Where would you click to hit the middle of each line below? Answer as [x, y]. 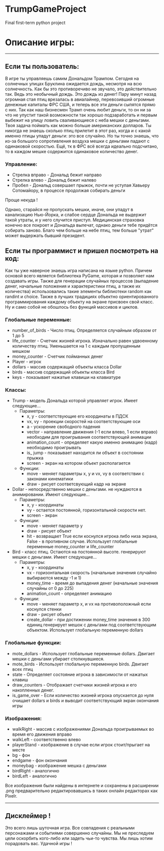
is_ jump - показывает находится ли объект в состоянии [85, 453]
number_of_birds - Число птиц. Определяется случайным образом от [84, 330]
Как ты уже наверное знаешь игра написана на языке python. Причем [79, 270]
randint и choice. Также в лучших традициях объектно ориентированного [82, 296]
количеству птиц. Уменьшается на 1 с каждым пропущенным [76, 346]
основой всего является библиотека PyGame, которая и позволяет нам [80, 275]
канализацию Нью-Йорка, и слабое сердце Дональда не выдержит [76, 214]
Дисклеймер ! [28, 816]
